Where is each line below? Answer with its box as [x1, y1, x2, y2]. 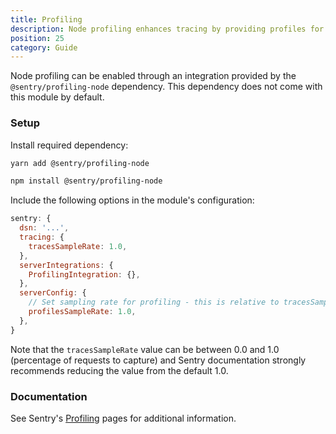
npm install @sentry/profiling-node [10, 176, 163, 186]
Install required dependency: [10, 139, 129, 151]
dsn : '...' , [19, 223, 70, 233]
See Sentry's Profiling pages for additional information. [10, 412, 237, 424]
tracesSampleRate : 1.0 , [28, 241, 128, 251]
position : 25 [10, 33, 65, 43]
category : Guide [10, 42, 78, 53]
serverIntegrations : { [19, 260, 114, 270]
